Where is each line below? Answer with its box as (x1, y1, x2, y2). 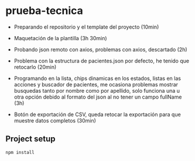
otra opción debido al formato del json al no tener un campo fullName (13, 93, 182, 100)
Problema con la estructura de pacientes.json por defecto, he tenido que (13, 57, 190, 64)
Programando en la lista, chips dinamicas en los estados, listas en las (13, 75, 181, 82)
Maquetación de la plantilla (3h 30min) (13, 34, 107, 41)
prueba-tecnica (5, 4, 83, 17)
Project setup (5, 134, 56, 144)
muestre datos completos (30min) (13, 117, 96, 124)
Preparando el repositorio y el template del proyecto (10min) (13, 23, 159, 30)
